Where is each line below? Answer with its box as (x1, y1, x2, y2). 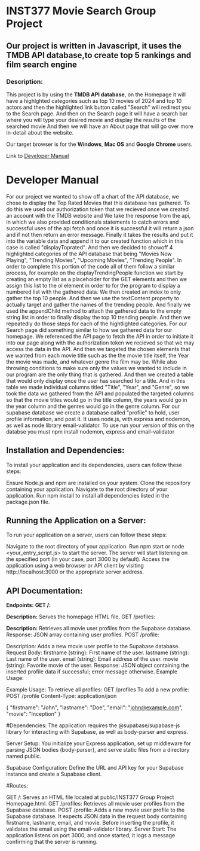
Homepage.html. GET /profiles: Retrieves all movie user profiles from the (6, 800, 185, 807)
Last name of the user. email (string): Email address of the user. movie (6, 655, 179, 663)
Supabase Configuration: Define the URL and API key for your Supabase (6, 764, 184, 771)
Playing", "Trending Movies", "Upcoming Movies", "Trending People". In (6, 256, 182, 264)
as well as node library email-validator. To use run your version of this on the (6, 422, 195, 429)
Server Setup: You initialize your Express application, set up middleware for (6, 740, 191, 747)
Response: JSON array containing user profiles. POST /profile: (6, 631, 159, 638)
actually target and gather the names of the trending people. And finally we (6, 301, 191, 308)
